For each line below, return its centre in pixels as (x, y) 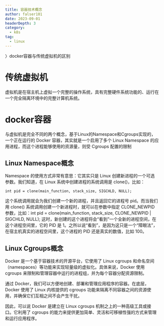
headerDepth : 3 (20, 23)
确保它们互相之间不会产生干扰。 (50, 296)
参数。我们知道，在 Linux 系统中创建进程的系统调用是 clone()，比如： (75, 182)
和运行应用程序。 (22, 319)
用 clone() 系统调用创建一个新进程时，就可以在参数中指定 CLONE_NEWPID (80, 207)
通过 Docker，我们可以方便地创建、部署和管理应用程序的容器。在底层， (77, 283)
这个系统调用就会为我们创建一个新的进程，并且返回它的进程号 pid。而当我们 (82, 201)
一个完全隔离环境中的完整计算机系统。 (43, 98)
